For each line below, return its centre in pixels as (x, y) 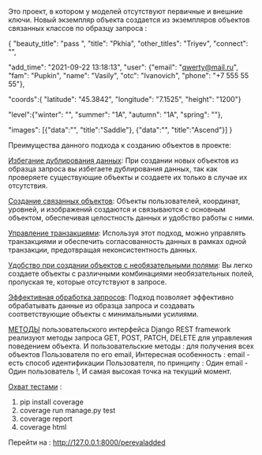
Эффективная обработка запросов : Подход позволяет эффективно (121, 297)
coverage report (46, 419)
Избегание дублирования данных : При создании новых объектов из (124, 160)
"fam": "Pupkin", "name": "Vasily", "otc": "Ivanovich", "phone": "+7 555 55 (129, 75)
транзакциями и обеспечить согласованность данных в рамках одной (127, 241)
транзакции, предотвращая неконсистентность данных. (103, 250)
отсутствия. (28, 186)
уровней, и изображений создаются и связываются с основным (117, 209)
